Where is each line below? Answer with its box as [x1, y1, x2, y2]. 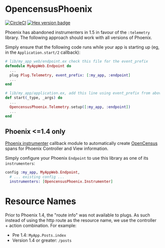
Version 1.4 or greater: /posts [12, 237, 72, 243]
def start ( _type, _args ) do [5, 95, 63, 101]
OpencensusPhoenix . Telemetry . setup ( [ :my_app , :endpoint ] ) [9, 105, 131, 109]
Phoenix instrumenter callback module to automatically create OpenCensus [5, 141, 158, 146]
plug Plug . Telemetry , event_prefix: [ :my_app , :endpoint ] [9, 72, 131, 77]
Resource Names [5, 196, 77, 207]
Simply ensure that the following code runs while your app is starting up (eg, [5, 44, 160, 50]
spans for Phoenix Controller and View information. [5, 145, 109, 151]
